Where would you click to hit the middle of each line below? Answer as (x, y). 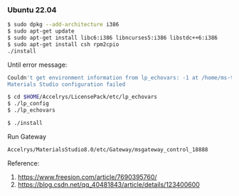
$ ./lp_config (28, 104)
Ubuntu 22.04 (32, 10)
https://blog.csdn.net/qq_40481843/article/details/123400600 (109, 184)
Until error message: (37, 65)
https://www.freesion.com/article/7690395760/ (87, 177)
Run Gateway (27, 136)
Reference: (23, 163)
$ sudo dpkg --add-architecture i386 (63, 25)
